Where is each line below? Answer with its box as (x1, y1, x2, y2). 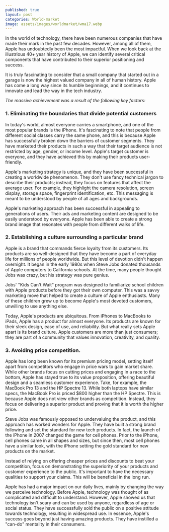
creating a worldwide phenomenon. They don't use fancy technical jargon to (5, 174, 163, 180)
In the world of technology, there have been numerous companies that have (5, 35, 162, 41)
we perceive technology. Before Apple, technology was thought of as (5, 489, 149, 495)
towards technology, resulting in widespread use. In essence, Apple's (5, 510, 149, 516)
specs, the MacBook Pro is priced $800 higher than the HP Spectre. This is (5, 391, 161, 397)
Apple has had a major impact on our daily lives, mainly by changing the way (5, 484, 164, 490)
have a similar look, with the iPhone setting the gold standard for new (5, 443, 149, 449)
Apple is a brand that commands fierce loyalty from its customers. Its (5, 245, 148, 251)
